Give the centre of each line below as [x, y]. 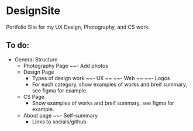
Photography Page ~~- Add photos [66, 65]
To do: [18, 45]
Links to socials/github [59, 122]
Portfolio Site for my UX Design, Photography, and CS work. [78, 27]
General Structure [36, 59]
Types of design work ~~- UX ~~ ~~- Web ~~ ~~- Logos [101, 78]
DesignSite [33, 11]
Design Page [39, 72]
